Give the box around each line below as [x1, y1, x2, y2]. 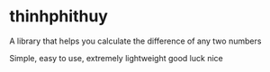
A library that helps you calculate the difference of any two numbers [9, 36, 262, 46]
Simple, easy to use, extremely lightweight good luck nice [9, 52, 223, 63]
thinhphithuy [9, 6, 108, 27]
